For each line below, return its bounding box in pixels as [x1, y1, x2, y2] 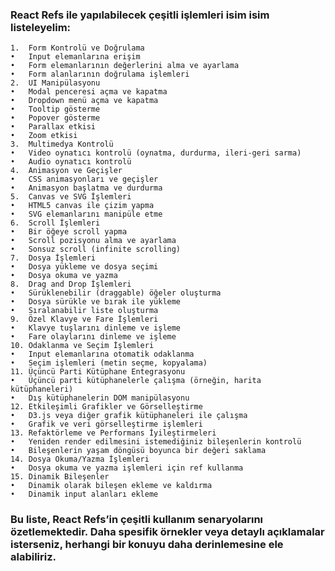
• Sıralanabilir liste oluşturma [10, 306, 159, 316]
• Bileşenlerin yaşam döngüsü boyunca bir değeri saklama [10, 446, 267, 456]
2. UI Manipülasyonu [10, 78, 101, 88]
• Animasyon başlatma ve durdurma [10, 183, 163, 193]
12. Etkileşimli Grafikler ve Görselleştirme [10, 402, 203, 412]
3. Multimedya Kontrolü [10, 139, 114, 150]
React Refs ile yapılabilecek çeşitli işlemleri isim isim [10, 8, 270, 22]
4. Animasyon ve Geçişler [10, 166, 123, 176]
